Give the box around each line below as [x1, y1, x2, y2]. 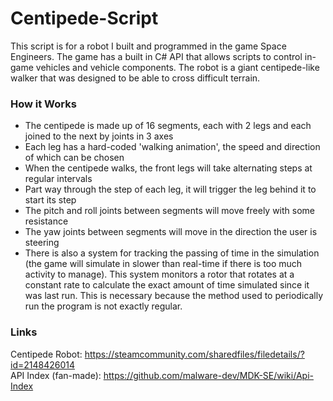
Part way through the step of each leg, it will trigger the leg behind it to [24, 183, 317, 196]
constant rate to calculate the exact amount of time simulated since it [24, 279, 310, 291]
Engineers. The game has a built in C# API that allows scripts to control [10, 50, 303, 62]
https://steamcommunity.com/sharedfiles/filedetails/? [84, 348, 305, 360]
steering [24, 237, 60, 249]
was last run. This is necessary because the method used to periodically [24, 290, 324, 302]
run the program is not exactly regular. [24, 300, 183, 312]
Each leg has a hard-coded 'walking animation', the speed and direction [24, 141, 321, 153]
